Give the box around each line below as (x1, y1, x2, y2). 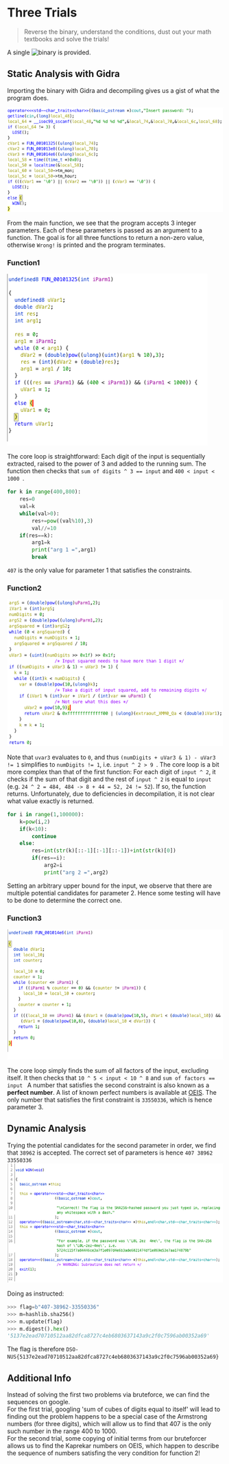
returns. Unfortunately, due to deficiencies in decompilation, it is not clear (7, 789, 215, 798)
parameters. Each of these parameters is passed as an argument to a (7, 226, 202, 234)
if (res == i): (32, 855, 67, 862)
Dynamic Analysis (7, 1123, 86, 1135)
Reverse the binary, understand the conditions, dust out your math (23, 28, 211, 36)
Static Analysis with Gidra (7, 68, 120, 80)
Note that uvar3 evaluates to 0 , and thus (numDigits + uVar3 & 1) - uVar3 (7, 753, 216, 761)
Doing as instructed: (7, 1289, 64, 1298)
